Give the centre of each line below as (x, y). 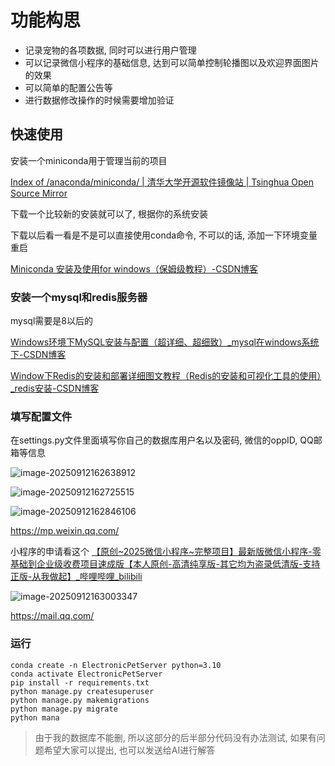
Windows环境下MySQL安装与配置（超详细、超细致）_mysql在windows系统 (165, 342)
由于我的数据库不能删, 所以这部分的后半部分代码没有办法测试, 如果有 (175, 737)
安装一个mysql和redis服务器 (79, 297)
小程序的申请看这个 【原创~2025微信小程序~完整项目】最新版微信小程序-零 (166, 552)
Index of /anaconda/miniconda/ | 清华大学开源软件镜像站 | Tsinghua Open (162, 182)
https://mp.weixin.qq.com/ (65, 531)
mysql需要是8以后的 (51, 321)
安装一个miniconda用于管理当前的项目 (89, 160)
